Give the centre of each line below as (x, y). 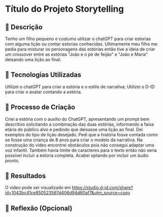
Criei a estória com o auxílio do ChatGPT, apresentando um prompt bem (77, 119)
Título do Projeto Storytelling (64, 9)
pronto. (12, 160)
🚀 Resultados (26, 176)
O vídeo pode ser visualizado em (38, 188)
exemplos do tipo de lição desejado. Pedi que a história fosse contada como (81, 134)
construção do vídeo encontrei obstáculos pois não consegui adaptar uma (80, 145)
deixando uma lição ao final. (33, 59)
